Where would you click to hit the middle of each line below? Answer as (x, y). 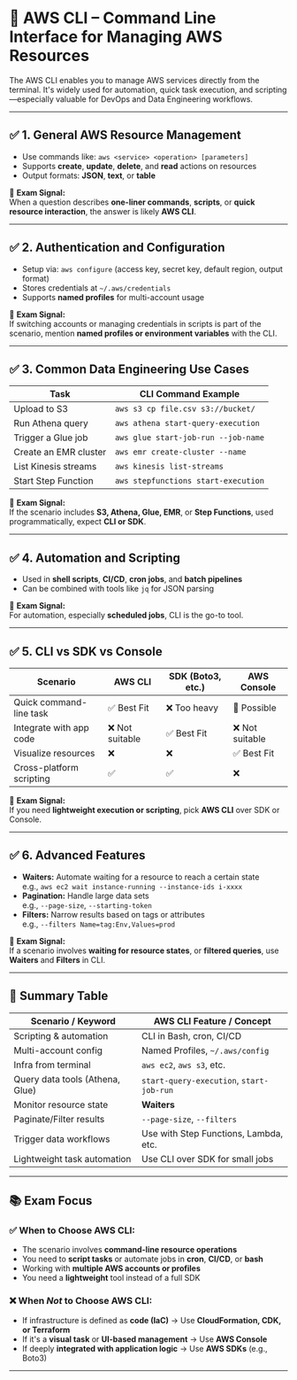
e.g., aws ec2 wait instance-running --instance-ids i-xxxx (132, 886)
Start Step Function (54, 481)
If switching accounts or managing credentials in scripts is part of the (135, 323)
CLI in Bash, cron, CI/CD (191, 1035)
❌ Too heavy (192, 708)
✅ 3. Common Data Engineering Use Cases (129, 369)
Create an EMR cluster (60, 453)
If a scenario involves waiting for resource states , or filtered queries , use (145, 950)
